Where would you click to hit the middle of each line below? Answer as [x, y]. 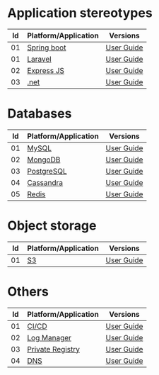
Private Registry [53, 349]
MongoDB [44, 159]
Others [28, 291]
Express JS [46, 70]
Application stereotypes [80, 13]
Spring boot [47, 47]
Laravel [39, 59]
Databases [40, 114]
